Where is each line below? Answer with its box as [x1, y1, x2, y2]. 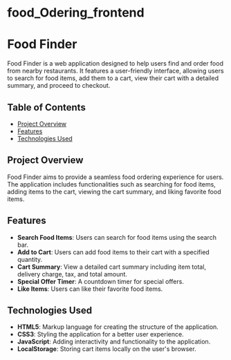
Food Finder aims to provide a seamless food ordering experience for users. [7, 173, 224, 181]
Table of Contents [7, 102, 86, 113]
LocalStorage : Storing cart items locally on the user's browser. [17, 345, 196, 353]
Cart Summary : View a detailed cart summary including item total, [17, 263, 206, 271]
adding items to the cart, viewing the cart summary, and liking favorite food [7, 187, 221, 196]
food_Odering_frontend [7, 5, 145, 21]
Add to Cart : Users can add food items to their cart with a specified [17, 247, 210, 256]
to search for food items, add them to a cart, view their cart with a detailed [7, 74, 219, 82]
